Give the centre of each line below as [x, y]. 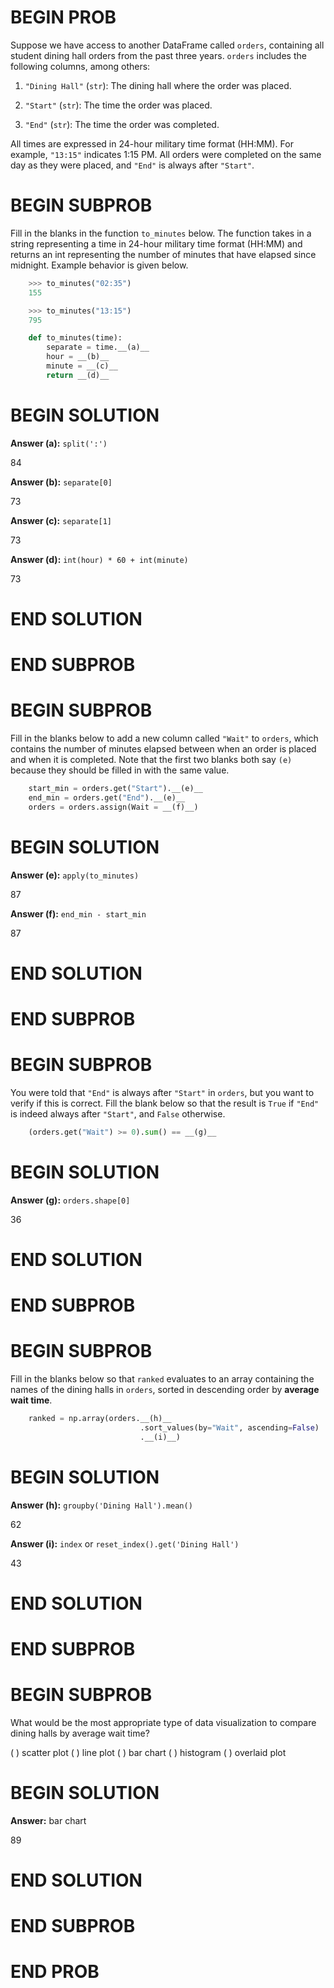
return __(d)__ [78, 375]
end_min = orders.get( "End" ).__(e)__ [107, 797]
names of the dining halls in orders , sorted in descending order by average [165, 1389]
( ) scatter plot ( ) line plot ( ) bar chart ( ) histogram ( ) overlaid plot [148, 1752]
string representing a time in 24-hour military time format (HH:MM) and [156, 243]
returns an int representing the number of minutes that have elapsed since [163, 254]
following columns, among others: [80, 66]
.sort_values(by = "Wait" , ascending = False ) [229, 1427]
